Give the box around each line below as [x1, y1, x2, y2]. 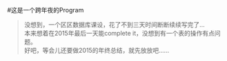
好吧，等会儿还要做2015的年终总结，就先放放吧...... [23, 47, 170, 54]
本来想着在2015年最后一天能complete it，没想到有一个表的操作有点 [23, 29, 215, 37]
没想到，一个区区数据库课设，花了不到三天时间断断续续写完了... [23, 21, 205, 29]
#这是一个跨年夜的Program [7, 6, 84, 14]
